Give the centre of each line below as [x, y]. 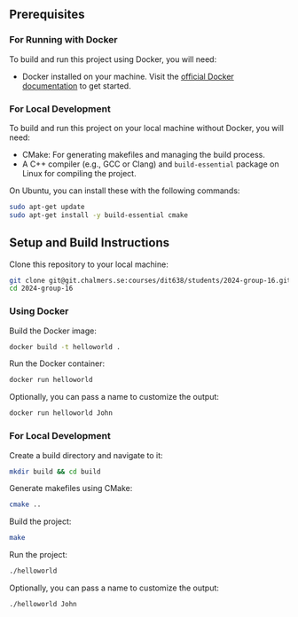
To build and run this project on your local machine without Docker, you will [146, 128]
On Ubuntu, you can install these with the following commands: [125, 191]
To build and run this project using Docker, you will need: [113, 59]
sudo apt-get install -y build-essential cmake [99, 215]
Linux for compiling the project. [79, 173]
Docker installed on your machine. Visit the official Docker [128, 76]
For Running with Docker [63, 40]
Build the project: [40, 521]
